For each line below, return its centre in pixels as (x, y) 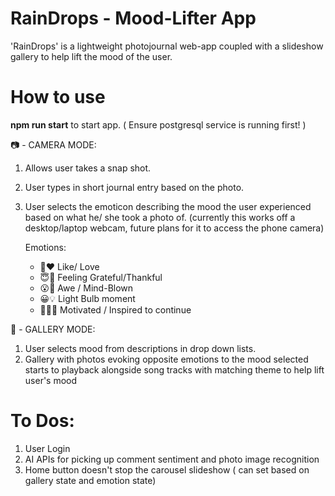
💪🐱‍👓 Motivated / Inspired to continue (115, 309)
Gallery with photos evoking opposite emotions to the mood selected (166, 359)
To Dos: (42, 421)
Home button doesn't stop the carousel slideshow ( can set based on (167, 469)
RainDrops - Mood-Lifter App (133, 18)
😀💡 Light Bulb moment (87, 298)
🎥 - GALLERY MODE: (53, 329)
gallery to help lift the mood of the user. (91, 56)
